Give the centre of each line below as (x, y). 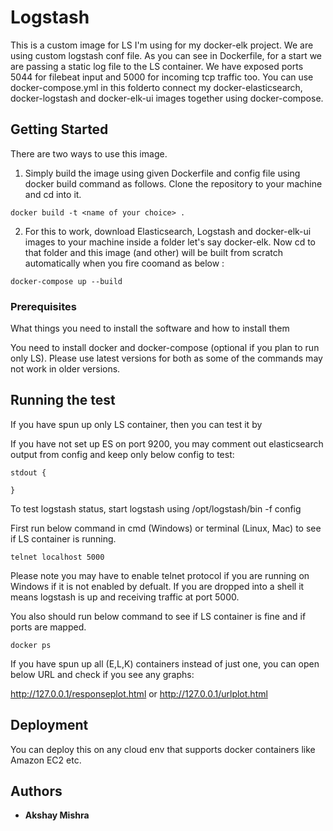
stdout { (28, 472)
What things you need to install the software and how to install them (150, 328)
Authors (36, 791)
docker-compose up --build (66, 281)
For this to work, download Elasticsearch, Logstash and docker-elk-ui (168, 231)
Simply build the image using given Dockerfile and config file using (162, 173)
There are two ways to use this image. (89, 153)
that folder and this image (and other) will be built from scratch (154, 252)
